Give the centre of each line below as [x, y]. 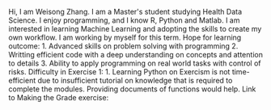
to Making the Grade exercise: [59, 97]
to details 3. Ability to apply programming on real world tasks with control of [135, 63]
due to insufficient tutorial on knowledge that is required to [135, 80]
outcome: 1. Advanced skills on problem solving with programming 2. [123, 46]
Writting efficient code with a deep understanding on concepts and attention [135, 55]
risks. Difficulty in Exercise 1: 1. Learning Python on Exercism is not [119, 72]
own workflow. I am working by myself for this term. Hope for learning [125, 37]
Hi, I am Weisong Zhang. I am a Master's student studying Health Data [125, 12]
